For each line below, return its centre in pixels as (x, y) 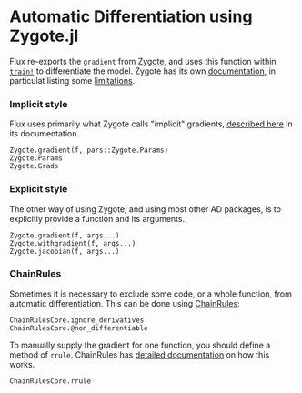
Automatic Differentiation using (131, 17)
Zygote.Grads (34, 166)
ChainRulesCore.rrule (50, 381)
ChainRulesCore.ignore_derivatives (77, 320)
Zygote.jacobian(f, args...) (65, 251)
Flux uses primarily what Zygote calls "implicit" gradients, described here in (151, 124)
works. (22, 364)
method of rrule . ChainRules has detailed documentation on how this (140, 354)
